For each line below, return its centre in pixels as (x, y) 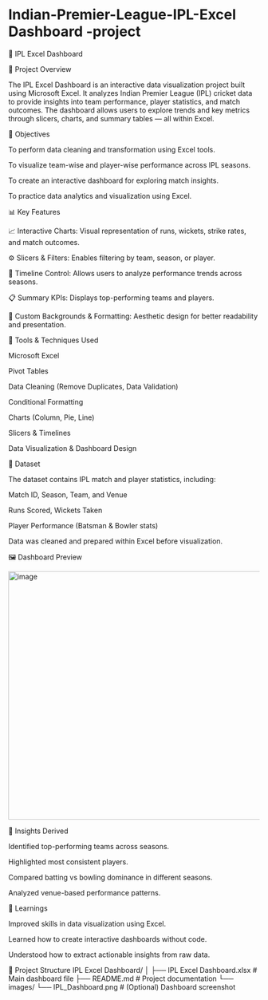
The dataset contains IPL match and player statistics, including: (112, 479)
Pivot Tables (29, 371)
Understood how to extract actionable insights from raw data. (109, 955)
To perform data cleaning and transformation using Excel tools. (112, 149)
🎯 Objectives (29, 134)
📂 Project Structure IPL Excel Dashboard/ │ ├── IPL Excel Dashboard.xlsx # (133, 970)
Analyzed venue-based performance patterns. (85, 892)
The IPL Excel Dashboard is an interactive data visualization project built (127, 85)
